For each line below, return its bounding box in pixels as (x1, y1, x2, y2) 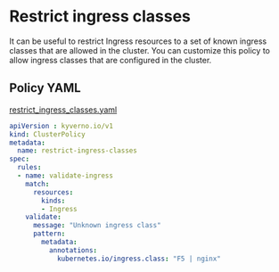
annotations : (48, 245, 98, 255)
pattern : (32, 229, 66, 238)
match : (25, 179, 50, 188)
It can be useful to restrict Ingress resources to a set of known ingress (9, 36, 267, 46)
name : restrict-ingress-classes (17, 146, 138, 155)
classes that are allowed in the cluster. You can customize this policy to (9, 45, 270, 55)
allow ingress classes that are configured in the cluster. (9, 54, 212, 65)
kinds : (41, 196, 66, 205)
